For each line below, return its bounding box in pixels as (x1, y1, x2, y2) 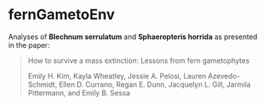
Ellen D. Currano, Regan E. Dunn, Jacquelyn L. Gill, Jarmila (59, 80, 251, 89)
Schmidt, (27, 80, 58, 89)
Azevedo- (208, 71, 240, 80)
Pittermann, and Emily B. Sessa (27, 87, 131, 97)
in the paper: (8, 40, 50, 49)
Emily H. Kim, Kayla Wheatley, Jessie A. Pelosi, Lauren (27, 71, 207, 80)
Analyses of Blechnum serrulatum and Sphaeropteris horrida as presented (8, 32, 258, 41)
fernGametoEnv (8, 6, 115, 24)
